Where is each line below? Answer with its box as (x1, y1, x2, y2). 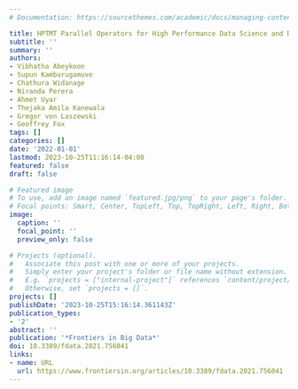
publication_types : (9, 308, 82, 318)
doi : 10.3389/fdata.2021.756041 (9, 342, 129, 351)
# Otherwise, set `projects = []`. (9, 284, 149, 293)
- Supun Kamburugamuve (9, 70, 93, 80)
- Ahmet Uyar (9, 95, 58, 104)
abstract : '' (9, 325, 58, 334)
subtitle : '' (9, 37, 58, 46)
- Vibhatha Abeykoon (9, 62, 86, 71)
